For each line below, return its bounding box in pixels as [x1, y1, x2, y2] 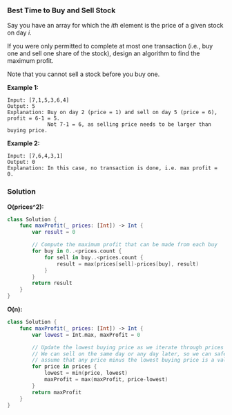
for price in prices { [32, 363, 97, 370]
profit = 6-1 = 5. [7, 115, 60, 122]
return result [32, 279, 72, 287]
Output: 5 [7, 103, 36, 110]
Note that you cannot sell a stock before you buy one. [7, 70, 160, 78]
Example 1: [7, 84, 39, 92]
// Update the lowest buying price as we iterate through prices [32, 344, 224, 351]
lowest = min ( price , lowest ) [43, 369, 128, 377]
